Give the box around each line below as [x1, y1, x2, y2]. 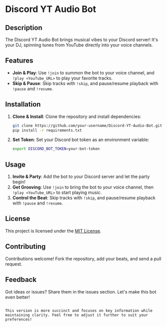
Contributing [5, 242, 46, 251]
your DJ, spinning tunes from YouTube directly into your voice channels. [5, 42, 153, 48]
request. [5, 261, 22, 267]
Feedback [5, 275, 37, 284]
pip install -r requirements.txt [12, 127, 82, 133]
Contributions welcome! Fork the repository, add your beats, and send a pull [5, 255, 162, 261]
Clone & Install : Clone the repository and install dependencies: [12, 113, 142, 119]
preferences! [5, 316, 32, 322]
